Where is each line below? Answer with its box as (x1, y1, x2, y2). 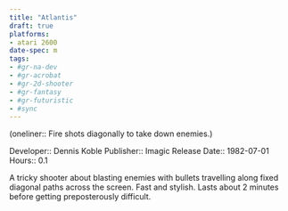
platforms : (9, 29, 50, 38)
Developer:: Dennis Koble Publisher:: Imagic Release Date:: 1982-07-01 (9, 146, 269, 157)
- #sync (9, 104, 38, 113)
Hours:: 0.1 (9, 155, 48, 166)
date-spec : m (9, 46, 58, 55)
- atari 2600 (9, 37, 58, 47)
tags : (9, 54, 29, 63)
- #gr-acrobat (9, 71, 62, 80)
